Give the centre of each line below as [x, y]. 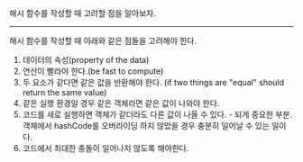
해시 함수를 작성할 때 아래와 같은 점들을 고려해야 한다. [103, 40]
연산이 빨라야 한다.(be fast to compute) [93, 71]
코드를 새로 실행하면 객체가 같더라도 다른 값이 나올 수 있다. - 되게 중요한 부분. [157, 114]
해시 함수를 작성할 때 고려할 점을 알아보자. [83, 13]
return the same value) [64, 92]
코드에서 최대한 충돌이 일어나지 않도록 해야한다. [106, 148]
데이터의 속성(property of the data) [86, 60]
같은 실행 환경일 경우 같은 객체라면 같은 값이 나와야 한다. [121, 103]
